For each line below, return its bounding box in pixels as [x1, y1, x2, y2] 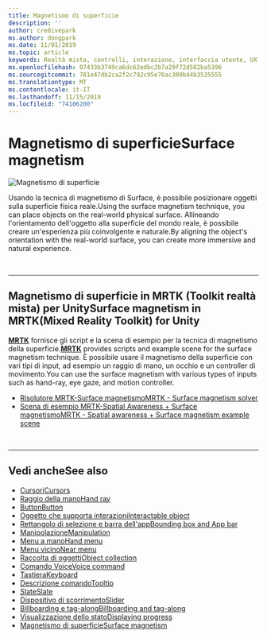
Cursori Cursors [19, 485, 71, 495]
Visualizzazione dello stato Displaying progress [19, 612, 173, 621]
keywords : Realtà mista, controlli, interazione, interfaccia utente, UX [8, 56, 258, 64]
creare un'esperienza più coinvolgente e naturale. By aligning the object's [8, 227, 248, 237]
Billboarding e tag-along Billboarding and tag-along [19, 603, 186, 613]
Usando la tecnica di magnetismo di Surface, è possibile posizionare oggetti [8, 193, 257, 203]
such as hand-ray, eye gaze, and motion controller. [8, 377, 175, 387]
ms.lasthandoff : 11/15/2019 [8, 93, 102, 101]
